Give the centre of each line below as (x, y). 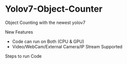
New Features (19, 32)
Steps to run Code (23, 56)
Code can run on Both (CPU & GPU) (48, 41)
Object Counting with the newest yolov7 (45, 22)
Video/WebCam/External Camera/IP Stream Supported (67, 46)
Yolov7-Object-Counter (54, 9)
